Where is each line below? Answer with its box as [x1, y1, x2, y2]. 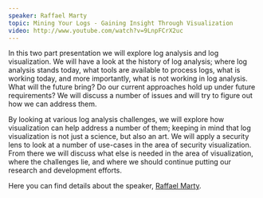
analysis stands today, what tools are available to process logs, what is [8, 65, 241, 75]
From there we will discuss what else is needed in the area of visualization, [8, 148, 253, 158]
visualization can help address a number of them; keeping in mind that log [8, 123, 251, 133]
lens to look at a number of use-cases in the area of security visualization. [8, 141, 252, 150]
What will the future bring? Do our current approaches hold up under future [8, 82, 256, 92]
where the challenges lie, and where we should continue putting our [8, 157, 231, 167]
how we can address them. [8, 99, 97, 109]
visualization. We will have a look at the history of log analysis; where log [8, 57, 248, 66]
